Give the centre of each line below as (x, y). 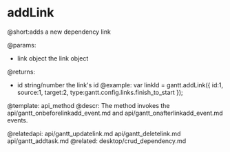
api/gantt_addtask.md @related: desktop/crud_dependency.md (97, 141)
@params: (22, 45)
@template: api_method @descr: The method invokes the (88, 105)
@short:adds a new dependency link (59, 32)
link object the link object (53, 58)
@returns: (21, 72)
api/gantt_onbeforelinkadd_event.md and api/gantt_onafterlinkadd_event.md (115, 113)
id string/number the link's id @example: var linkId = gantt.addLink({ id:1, (120, 85)
